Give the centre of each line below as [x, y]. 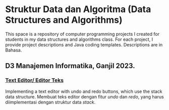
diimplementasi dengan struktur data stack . [50, 102]
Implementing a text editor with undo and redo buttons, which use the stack [84, 91]
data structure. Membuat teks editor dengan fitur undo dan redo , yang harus [84, 96]
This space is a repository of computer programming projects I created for [82, 34]
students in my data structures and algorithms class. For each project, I [79, 39]
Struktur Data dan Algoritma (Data [78, 9]
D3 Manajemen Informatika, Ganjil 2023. [70, 66]
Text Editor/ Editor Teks [35, 80]
